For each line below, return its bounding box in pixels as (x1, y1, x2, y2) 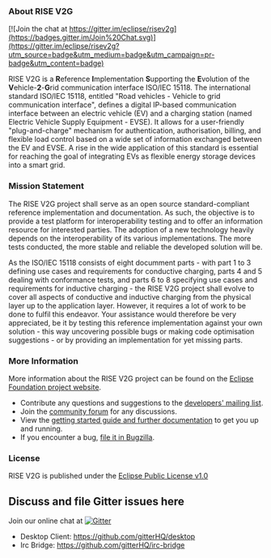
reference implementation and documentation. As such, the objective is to (8, 207, 255, 217)
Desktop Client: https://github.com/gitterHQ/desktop (19, 532, 196, 541)
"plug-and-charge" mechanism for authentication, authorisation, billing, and (8, 126, 261, 135)
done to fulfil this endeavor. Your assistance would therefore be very (8, 309, 237, 319)
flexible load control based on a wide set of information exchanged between (8, 134, 263, 144)
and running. (19, 424, 63, 433)
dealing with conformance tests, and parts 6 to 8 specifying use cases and (8, 275, 258, 284)
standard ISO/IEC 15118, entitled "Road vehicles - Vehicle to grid (8, 92, 221, 101)
